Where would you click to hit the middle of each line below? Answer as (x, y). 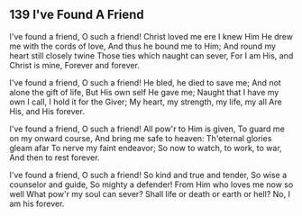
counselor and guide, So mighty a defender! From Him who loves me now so (151, 184)
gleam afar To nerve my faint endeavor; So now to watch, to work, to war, (146, 148)
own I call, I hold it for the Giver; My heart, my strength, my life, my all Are (146, 102)
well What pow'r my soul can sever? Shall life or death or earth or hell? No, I (150, 193)
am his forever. (37, 203)
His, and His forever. (47, 111)
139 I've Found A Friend (77, 15)
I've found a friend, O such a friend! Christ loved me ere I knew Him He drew (151, 36)
